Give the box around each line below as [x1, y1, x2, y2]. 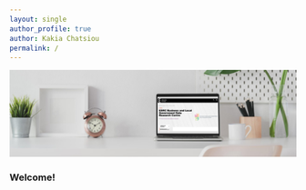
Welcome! [9, 171, 56, 184]
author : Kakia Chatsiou [9, 34, 100, 43]
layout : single [9, 15, 67, 24]
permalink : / [9, 44, 59, 53]
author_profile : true [9, 24, 92, 34]
